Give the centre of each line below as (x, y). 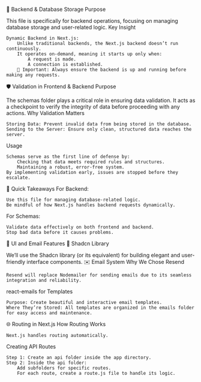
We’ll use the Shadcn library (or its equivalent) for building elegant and (93, 255)
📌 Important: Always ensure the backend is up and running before (102, 70)
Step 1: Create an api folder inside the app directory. (79, 357)
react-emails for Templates (40, 291)
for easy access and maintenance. (49, 313)
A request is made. (52, 59)
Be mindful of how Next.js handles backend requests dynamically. (91, 205)
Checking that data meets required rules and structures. (91, 162)
